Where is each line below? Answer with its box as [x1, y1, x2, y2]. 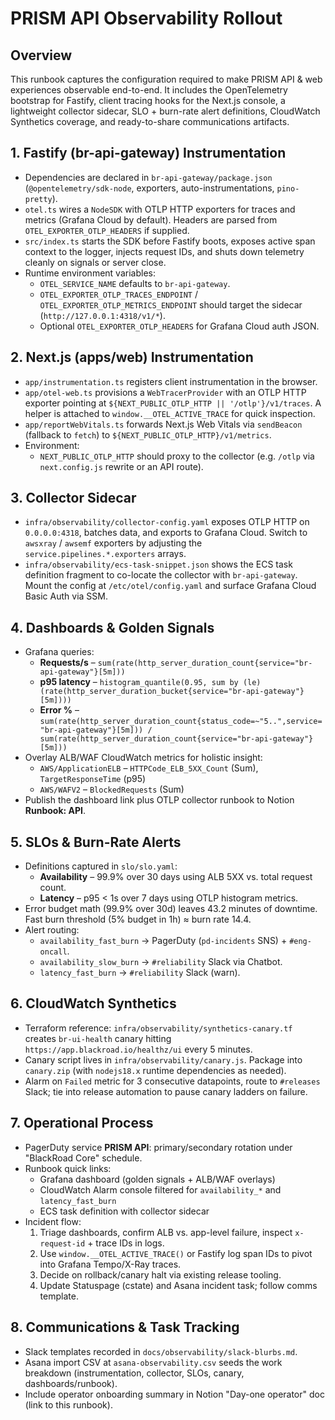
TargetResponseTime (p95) [39, 773, 147, 785]
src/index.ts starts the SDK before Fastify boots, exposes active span [24, 235, 316, 247]
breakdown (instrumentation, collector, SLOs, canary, [24, 1367, 245, 1379]
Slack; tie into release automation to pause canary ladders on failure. [24, 1085, 308, 1097]
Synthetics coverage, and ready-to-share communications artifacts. [10, 116, 290, 127]
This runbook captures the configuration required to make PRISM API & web [10, 73, 323, 85]
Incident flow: [24, 1215, 82, 1227]
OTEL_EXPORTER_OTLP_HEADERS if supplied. [24, 224, 190, 236]
